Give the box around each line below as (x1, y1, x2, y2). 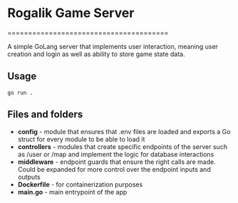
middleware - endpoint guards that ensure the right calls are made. (17, 158, 216, 166)
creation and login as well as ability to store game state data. (7, 50, 185, 58)
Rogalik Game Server (7, 5, 135, 21)
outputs (17, 172, 41, 181)
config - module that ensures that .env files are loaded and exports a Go (17, 127, 231, 136)
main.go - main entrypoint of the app (17, 187, 128, 196)
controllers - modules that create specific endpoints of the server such (17, 142, 228, 150)
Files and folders (7, 109, 83, 121)
